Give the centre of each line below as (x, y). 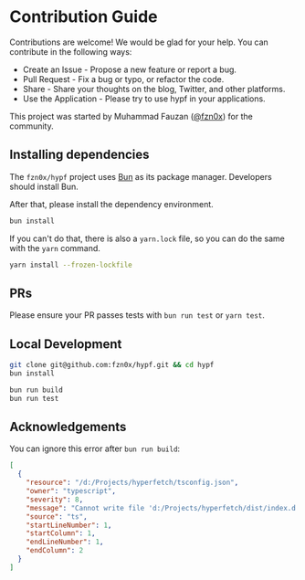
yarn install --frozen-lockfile (71, 265)
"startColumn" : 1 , (61, 533)
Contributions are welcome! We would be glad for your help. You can (139, 42)
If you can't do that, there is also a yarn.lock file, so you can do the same (147, 238)
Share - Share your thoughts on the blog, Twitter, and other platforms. (154, 89)
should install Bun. (44, 186)
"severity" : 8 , (55, 500)
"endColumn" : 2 (55, 551)
